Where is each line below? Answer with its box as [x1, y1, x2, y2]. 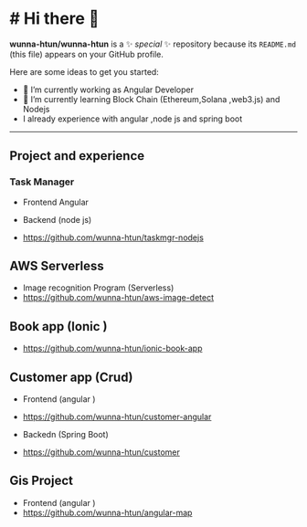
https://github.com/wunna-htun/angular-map [22, 507, 193, 518]
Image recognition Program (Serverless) [22, 282, 175, 293]
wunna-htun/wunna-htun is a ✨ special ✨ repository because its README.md [9, 38, 297, 49]
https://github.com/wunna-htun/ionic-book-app [22, 343, 203, 354]
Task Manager [9, 175, 75, 188]
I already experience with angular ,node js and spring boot [22, 113, 243, 124]
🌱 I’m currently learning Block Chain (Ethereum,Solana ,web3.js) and [22, 93, 281, 104]
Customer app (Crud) [9, 369, 133, 385]
